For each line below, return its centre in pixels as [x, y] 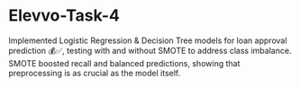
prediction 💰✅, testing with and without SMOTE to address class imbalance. [150, 50]
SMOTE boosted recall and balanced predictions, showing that [124, 63]
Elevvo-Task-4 [64, 16]
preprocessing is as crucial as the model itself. [95, 73]
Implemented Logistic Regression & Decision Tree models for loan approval [148, 40]
